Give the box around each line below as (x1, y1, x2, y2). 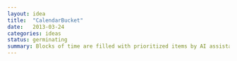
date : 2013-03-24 (7, 23, 65, 30)
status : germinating (7, 36, 68, 43)
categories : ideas (7, 29, 61, 37)
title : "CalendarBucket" (7, 17, 83, 24)
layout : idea (7, 10, 46, 18)
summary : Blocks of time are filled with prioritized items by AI (7, 43, 207, 50)
